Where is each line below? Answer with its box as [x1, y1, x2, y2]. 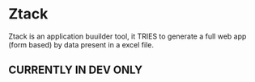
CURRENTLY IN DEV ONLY [8, 64, 143, 77]
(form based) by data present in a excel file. [8, 39, 155, 49]
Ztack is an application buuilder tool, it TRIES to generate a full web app [8, 31, 247, 41]
